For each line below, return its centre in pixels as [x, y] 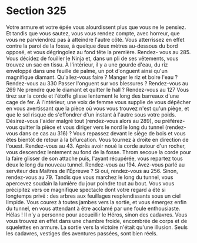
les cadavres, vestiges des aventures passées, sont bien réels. [82, 233]
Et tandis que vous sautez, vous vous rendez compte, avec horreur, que [93, 33]
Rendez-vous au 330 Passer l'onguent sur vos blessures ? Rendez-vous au [97, 83]
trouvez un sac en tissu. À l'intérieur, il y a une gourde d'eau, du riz [87, 64]
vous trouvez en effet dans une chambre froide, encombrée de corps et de [97, 221]
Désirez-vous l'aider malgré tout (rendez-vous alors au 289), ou [84, 121]
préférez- [173, 121]
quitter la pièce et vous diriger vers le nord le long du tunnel [91, 127]
